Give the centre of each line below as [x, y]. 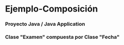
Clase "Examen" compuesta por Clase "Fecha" [62, 37]
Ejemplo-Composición [51, 9]
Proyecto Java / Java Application [45, 24]
